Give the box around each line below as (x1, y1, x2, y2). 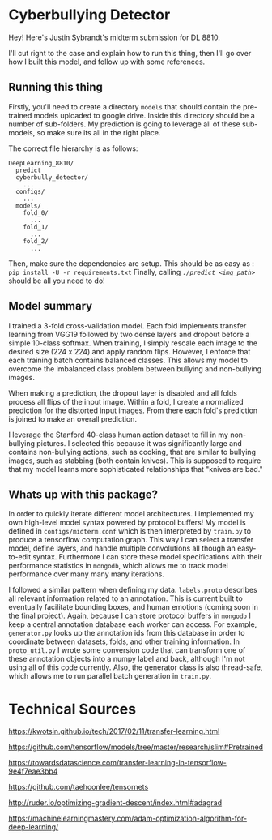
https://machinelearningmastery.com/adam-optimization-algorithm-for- (8, 813, 248, 824)
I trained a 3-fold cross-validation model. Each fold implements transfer (8, 320, 247, 330)
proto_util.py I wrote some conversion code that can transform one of (8, 645, 246, 655)
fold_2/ (23, 237, 49, 245)
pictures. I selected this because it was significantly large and (36, 438, 243, 448)
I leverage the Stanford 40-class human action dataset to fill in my (8, 430, 229, 439)
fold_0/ (23, 208, 49, 216)
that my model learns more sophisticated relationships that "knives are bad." (8, 464, 263, 474)
